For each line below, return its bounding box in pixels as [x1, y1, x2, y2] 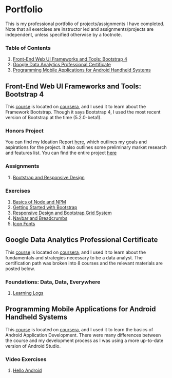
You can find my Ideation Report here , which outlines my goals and [5, 139, 147, 145]
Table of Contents [5, 44, 51, 51]
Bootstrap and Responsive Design [12, 174, 85, 180]
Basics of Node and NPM [12, 199, 66, 205]
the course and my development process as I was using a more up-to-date [5, 337, 164, 344]
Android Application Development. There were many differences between [5, 332, 161, 338]
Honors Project [5, 127, 44, 134]
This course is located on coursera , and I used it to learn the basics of [5, 326, 154, 332]
